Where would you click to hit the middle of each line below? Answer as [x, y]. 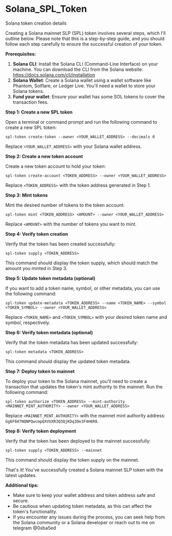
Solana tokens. [28, 91]
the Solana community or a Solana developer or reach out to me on [84, 522]
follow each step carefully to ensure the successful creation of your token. [84, 44]
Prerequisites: [21, 54]
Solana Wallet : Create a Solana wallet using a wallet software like [82, 80]
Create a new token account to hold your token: [56, 166]
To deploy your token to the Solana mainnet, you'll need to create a [76, 381]
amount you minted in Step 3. [36, 268]
